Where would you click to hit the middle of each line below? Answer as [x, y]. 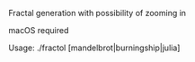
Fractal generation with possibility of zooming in [97, 13]
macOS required [39, 30]
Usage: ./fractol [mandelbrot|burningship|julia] [94, 48]
